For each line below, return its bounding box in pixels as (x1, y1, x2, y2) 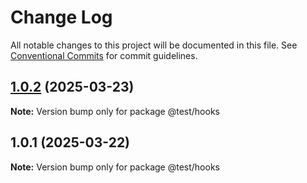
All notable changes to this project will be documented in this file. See (10, 39, 298, 51)
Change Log (10, 6, 113, 29)
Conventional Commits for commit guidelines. (10, 49, 198, 61)
